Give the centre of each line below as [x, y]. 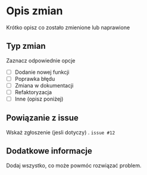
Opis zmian [35, 11]
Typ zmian [26, 46]
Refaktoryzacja [33, 92]
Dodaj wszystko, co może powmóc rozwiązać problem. [74, 165]
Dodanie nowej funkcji [42, 72]
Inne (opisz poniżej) [39, 99]
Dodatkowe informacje [49, 151]
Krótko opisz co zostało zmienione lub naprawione [68, 27]
